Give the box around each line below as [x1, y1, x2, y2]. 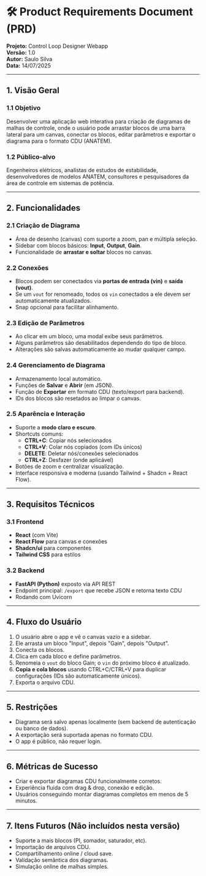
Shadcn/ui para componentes [15, 545, 92, 552]
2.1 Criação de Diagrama [6, 221, 80, 230]
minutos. [15, 797, 38, 804]
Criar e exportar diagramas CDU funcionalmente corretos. [15, 777, 162, 785]
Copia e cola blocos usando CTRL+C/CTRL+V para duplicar [15, 665, 167, 673]
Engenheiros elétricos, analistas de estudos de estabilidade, [6, 166, 158, 173]
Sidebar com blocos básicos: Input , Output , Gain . [15, 241, 142, 249]
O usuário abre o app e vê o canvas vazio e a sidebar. [15, 633, 151, 640]
